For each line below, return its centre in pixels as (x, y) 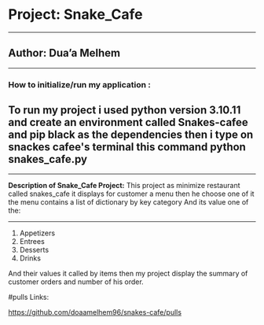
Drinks (30, 258)
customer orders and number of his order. (76, 282)
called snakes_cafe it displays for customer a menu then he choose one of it (131, 194)
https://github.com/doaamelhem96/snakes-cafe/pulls (95, 312)
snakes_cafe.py (48, 159)
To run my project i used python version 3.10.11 (125, 111)
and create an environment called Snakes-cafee (128, 122)
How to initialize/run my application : (80, 84)
